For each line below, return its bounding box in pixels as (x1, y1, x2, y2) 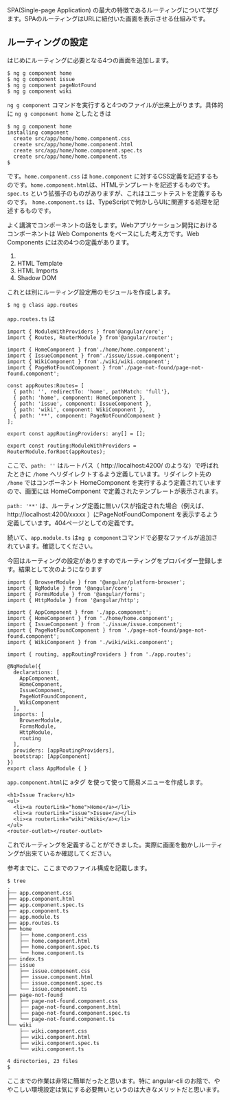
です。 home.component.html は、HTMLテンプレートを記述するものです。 (12, 181, 214, 189)
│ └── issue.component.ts (7, 985, 88, 992)
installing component (7, 129, 69, 136)
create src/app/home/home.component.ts (13, 153, 128, 160)
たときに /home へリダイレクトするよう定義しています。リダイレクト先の (7, 470, 211, 478)
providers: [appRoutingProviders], (13, 747, 115, 754)
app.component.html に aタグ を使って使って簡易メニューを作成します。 (7, 778, 207, 786)
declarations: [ (13, 669, 60, 676)
